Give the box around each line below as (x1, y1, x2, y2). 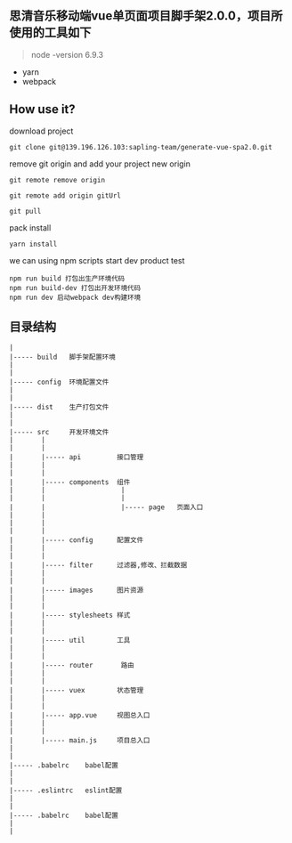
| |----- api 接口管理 (9, 453, 144, 462)
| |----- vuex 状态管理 (9, 686, 144, 695)
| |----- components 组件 (9, 478, 131, 487)
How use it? (9, 101, 76, 118)
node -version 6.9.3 (30, 49, 104, 60)
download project (9, 126, 74, 136)
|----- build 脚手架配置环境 (9, 353, 116, 362)
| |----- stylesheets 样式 (9, 611, 131, 620)
